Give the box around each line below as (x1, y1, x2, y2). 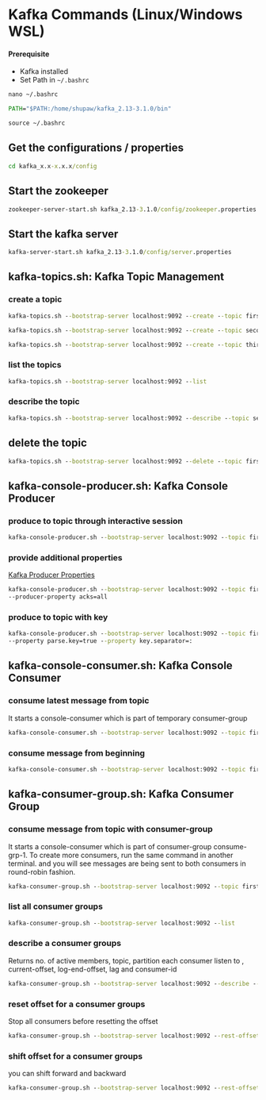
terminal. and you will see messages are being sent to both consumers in (8, 859, 247, 868)
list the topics (8, 360, 62, 371)
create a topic (8, 294, 63, 305)
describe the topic (8, 396, 81, 407)
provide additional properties (8, 552, 123, 563)
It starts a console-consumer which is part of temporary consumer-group (8, 713, 248, 723)
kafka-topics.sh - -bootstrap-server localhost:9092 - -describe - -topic (8, 414, 249, 422)
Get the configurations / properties (8, 141, 184, 155)
